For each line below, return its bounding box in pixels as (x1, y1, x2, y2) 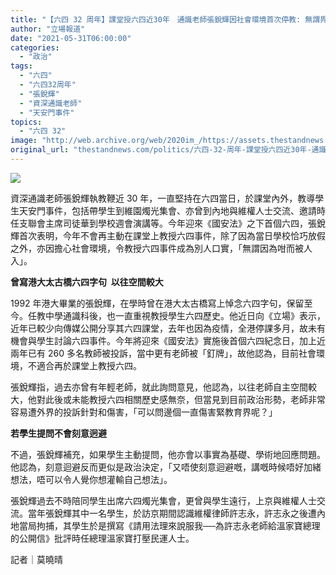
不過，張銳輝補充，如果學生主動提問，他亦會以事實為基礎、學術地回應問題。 (10, 448, 326, 460)
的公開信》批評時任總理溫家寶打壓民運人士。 (10, 532, 195, 544)
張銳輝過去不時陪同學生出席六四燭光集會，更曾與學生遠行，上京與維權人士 (10, 494, 317, 506)
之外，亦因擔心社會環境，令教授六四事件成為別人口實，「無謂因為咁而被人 (10, 242, 313, 254)
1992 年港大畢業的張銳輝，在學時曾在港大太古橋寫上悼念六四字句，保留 (10, 297, 305, 309)
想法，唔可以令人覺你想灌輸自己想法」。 (10, 473, 173, 485)
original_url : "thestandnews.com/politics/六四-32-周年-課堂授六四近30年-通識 (10, 145, 327, 155)
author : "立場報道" (10, 24, 86, 34)
